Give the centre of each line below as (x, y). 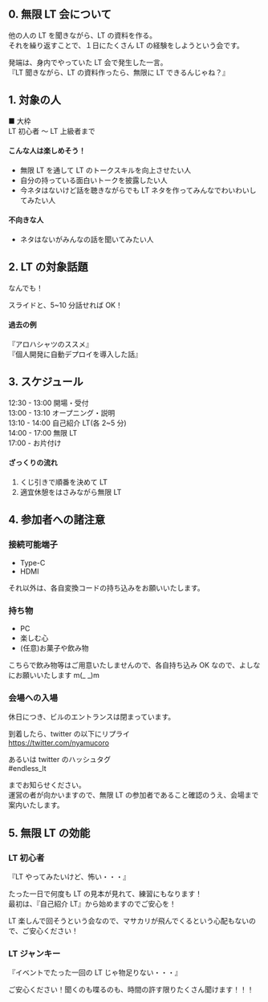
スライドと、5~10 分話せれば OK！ (65, 305)
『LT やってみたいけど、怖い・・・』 (69, 877)
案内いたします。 (36, 805)
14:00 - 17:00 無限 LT (43, 432)
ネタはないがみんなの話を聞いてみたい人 (87, 240)
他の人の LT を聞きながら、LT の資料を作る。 (83, 35)
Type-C (32, 562)
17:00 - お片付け (35, 443)
